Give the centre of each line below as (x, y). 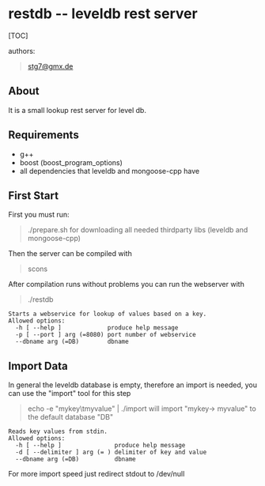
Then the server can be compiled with (70, 254)
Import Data (38, 365)
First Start (34, 196)
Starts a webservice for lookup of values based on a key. (108, 314)
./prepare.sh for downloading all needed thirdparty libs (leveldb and (138, 230)
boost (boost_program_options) (71, 162)
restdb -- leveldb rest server (103, 14)
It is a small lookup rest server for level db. (77, 110)
